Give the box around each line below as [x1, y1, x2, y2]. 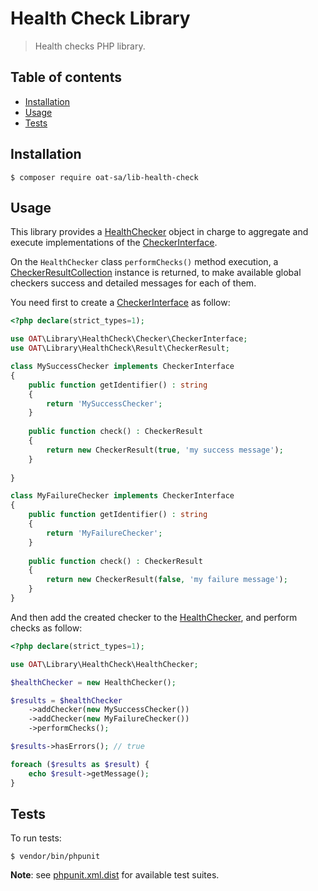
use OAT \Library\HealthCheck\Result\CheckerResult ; [10, 343, 230, 354]
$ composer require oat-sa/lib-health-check [10, 172, 199, 182]
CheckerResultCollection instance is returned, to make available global [10, 267, 302, 279]
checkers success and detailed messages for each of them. [10, 277, 257, 289]
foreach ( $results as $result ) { [10, 759, 150, 769]
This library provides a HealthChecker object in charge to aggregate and [10, 226, 309, 238]
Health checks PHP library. [34, 40, 146, 52]
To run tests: [10, 832, 62, 844]
